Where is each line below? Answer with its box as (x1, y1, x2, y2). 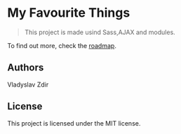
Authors (7, 61, 44, 74)
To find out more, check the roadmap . (7, 41, 117, 50)
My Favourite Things (7, 5, 130, 21)
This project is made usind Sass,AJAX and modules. (24, 28, 175, 36)
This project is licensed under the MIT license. (7, 119, 141, 127)
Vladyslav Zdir (7, 80, 49, 89)
